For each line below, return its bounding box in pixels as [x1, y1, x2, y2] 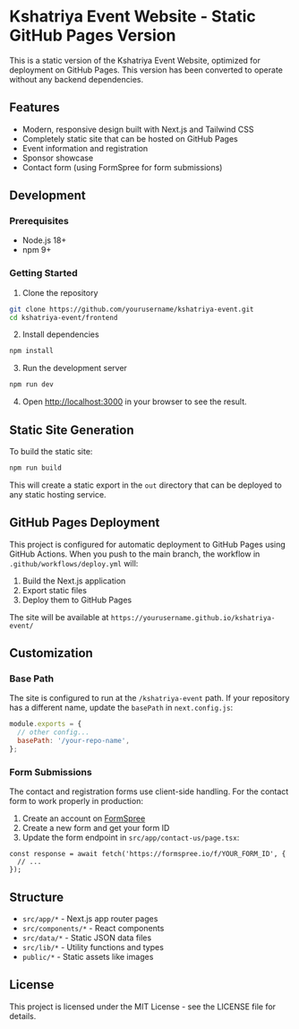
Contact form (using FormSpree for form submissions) [21, 161, 223, 172]
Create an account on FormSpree [21, 813, 146, 824]
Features [9, 100, 60, 116]
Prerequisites [9, 215, 69, 228]
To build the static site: [9, 446, 93, 457]
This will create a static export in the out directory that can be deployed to [9, 480, 282, 490]
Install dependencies [21, 329, 100, 340]
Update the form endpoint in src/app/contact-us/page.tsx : [21, 832, 240, 843]
